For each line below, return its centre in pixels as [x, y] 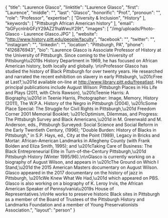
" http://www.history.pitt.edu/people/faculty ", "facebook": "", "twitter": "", [80, 39]
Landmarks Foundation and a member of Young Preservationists [72, 205]
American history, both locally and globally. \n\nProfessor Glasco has [76, 66]
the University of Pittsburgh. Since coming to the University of [69, 55]
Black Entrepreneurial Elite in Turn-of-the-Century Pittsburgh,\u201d [76, 151]
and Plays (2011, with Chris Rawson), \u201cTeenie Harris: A [67, 93]
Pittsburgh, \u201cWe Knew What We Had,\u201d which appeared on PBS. [82, 178]
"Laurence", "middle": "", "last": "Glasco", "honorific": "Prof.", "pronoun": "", [83, 13]
